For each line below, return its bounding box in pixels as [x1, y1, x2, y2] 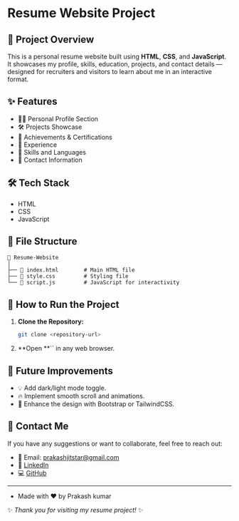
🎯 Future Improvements [7, 365, 114, 377]
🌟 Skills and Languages [17, 148, 87, 156]
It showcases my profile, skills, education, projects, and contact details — [7, 60, 223, 68]
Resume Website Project [7, 5, 156, 21]
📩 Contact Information [17, 155, 83, 164]
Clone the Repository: [17, 317, 84, 326]
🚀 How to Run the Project [7, 298, 119, 311]
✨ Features [7, 96, 58, 108]
